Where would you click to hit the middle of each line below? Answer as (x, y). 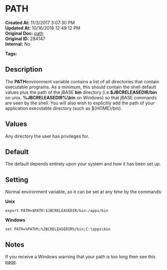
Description (24, 70)
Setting (17, 179)
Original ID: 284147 (25, 39)
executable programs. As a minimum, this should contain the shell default (81, 87)
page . (11, 262)
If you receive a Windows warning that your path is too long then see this (80, 257)
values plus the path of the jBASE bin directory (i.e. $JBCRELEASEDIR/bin (81, 92)
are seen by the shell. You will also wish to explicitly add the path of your (80, 103)
